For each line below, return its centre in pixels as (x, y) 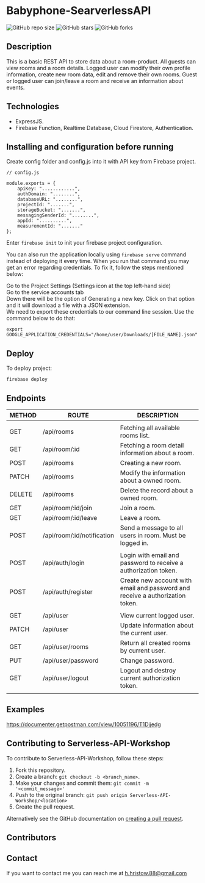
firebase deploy (27, 380)
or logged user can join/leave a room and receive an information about (95, 81)
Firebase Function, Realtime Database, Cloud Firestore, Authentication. (104, 128)
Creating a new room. (151, 463)
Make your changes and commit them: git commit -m (82, 783)
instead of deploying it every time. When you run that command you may (98, 261)
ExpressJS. (29, 121)
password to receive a (152, 563)
